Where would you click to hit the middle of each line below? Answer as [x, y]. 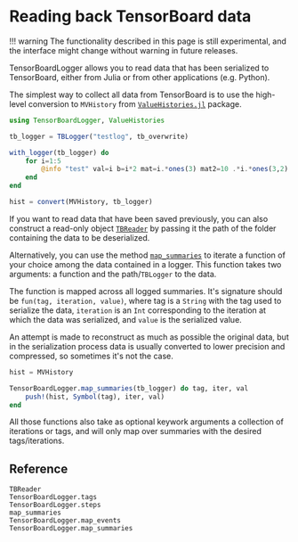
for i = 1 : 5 [44, 161]
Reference [39, 468]
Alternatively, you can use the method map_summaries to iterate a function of [148, 255]
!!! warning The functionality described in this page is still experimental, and [148, 41]
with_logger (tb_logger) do [59, 152]
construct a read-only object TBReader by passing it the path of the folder [143, 228]
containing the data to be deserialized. [80, 237]
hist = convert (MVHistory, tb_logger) [81, 202]
